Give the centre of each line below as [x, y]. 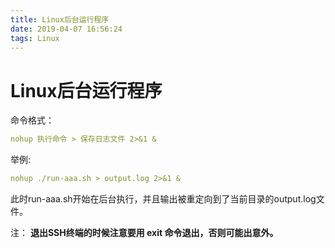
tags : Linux [35, 38]
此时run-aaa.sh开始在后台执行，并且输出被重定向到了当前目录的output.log [163, 199]
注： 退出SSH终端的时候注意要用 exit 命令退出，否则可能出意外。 [144, 233]
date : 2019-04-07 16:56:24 [66, 29]
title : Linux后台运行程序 [60, 19]
